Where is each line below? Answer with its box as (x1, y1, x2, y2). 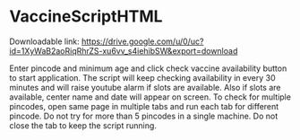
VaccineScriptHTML (9, 6, 163, 27)
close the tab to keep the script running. (9, 119, 157, 131)
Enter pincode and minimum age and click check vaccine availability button (9, 63, 287, 74)
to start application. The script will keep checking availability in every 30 (9, 72, 276, 83)
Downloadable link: (9, 36, 81, 47)
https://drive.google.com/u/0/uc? (81, 36, 204, 47)
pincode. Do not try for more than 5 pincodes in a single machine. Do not (9, 110, 279, 121)
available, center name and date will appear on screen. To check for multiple (9, 92, 291, 102)
